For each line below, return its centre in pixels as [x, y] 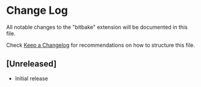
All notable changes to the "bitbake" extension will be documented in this [97, 27]
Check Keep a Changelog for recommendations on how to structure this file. [101, 45]
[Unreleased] [32, 64]
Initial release [31, 78]
